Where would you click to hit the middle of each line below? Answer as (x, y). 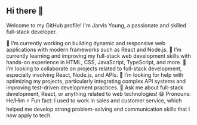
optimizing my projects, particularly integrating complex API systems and (96, 81)
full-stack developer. (32, 32)
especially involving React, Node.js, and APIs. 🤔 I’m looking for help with (95, 74)
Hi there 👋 (25, 11)
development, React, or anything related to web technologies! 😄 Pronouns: (98, 93)
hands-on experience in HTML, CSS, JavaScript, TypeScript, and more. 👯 (96, 62)
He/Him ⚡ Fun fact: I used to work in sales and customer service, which (94, 100)
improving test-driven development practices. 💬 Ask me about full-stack (95, 87)
